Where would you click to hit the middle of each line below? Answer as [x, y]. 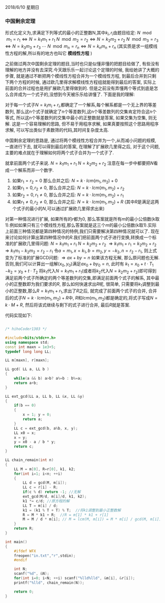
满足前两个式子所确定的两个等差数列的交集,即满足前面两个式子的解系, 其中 [80, 278]
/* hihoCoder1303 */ [26, 329]
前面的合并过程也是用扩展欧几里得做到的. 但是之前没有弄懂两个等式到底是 [79, 88]
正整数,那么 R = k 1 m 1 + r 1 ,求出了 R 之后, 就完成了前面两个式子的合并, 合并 [85, 291]
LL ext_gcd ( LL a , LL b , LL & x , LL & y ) [45, 396]
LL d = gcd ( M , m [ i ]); [45, 483]
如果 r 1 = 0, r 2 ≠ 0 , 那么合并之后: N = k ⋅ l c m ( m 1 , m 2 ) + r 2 [68, 188]
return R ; [24, 529]
